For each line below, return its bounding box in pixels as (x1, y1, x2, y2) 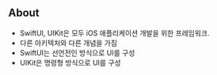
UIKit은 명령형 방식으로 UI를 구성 (19, 58, 121, 67)
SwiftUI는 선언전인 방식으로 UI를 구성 (19, 47, 135, 58)
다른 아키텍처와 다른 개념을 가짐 (19, 38, 117, 47)
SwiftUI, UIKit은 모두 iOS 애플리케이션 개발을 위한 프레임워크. (19, 28, 210, 38)
